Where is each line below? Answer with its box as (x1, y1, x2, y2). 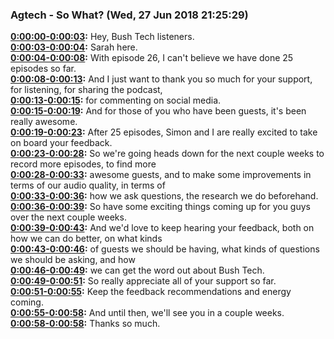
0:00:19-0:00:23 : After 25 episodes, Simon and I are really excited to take (10, 126, 318, 138)
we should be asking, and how (10, 254, 136, 266)
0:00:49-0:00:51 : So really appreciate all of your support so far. (10, 275, 277, 287)
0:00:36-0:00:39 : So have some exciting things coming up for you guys (10, 201, 311, 213)
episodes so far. (10, 63, 77, 75)
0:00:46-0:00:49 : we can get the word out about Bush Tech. (10, 264, 265, 277)
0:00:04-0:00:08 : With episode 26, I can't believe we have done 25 (10, 52, 294, 64)
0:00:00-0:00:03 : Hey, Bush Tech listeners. (10, 31, 195, 43)
